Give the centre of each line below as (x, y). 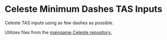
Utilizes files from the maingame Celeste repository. (58, 32)
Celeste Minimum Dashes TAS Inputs (83, 9)
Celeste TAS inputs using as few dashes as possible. (59, 23)
